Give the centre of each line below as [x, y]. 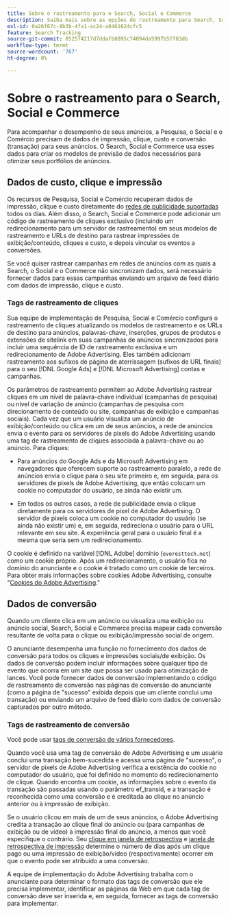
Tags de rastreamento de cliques [63, 303]
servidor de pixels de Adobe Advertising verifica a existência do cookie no [112, 767]
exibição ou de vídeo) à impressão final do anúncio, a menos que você [107, 832]
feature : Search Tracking [44, 33]
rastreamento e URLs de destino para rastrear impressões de [93, 235]
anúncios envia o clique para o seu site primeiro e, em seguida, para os [117, 476]
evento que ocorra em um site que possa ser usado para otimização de [108, 670]
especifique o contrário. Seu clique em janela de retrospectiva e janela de [111, 839]
